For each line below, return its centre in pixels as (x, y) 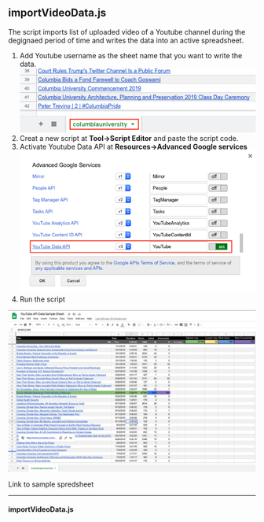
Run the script (42, 299)
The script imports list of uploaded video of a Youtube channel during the (127, 31)
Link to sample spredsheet (51, 484)
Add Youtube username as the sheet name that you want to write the (131, 55)
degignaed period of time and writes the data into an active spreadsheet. (126, 40)
